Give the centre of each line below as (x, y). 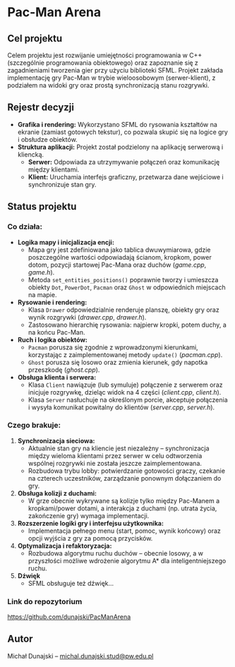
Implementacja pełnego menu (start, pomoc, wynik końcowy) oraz (124, 531)
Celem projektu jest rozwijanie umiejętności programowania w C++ (105, 55)
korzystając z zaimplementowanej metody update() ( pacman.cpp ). (125, 354)
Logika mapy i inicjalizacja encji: (66, 242)
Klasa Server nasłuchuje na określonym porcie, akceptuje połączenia (128, 399)
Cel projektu (35, 38)
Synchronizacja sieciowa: (56, 440)
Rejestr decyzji (41, 108)
